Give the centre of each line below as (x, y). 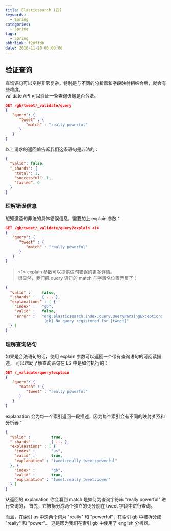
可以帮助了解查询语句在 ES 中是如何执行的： (62, 363)
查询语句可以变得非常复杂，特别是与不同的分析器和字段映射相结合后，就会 (83, 83)
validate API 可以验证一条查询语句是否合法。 (52, 96)
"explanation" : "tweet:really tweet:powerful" (66, 461)
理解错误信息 (21, 206)
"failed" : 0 (27, 183)
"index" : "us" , (39, 451)
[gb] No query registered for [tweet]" (87, 321)
